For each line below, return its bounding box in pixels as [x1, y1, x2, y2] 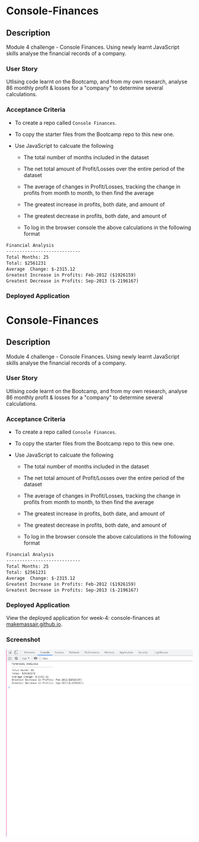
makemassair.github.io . [6, 621, 63, 628]
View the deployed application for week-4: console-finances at [6, 615, 160, 622]
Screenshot [6, 635, 40, 644]
